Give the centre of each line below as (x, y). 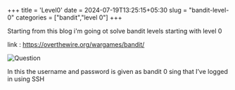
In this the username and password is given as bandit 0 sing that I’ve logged (118, 72)
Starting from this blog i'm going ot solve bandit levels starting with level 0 (115, 31)
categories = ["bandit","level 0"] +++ (69, 17)
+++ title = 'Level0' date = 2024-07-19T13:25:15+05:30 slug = (97, 10)
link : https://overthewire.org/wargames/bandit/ (76, 44)
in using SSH (26, 79)
